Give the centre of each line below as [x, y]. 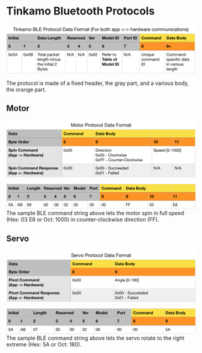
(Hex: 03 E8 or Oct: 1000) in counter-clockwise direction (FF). [83, 220]
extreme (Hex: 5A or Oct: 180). [44, 344]
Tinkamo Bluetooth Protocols [81, 11]
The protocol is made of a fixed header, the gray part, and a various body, [98, 83]
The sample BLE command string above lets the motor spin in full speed [95, 213]
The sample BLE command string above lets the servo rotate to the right [95, 338]
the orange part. [26, 89]
